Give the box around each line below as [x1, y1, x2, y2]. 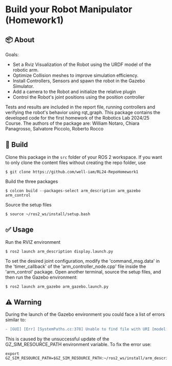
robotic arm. [12, 67, 39, 73]
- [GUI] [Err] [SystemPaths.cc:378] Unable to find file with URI [5, 327, 150, 332]
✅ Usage [5, 225, 34, 234]
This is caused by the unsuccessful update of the [5, 336, 110, 342]
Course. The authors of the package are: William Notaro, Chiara [5, 120, 140, 126]
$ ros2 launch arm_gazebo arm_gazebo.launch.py [5, 284, 109, 289]
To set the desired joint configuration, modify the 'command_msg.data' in [5, 258, 160, 264]
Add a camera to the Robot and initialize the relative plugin [12, 88, 136, 95]
